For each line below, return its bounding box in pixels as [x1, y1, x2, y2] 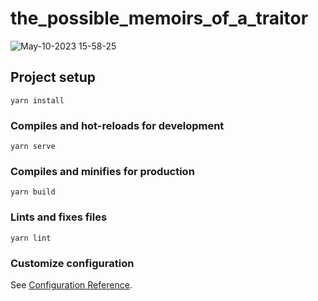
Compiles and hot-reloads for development [10, 118, 225, 132]
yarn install [10, 95, 65, 106]
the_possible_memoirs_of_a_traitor [10, 7, 309, 30]
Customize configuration [10, 256, 135, 270]
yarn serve [10, 142, 56, 152]
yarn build [10, 187, 56, 197]
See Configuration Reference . [10, 278, 133, 291]
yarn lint [10, 233, 52, 243]
